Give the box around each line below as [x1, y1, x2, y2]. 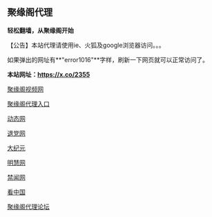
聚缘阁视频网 [7, 85, 44, 93]
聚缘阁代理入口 [7, 100, 50, 108]
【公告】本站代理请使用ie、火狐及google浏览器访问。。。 [7, 41, 166, 49]
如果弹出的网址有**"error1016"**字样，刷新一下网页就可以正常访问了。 [7, 55, 209, 64]
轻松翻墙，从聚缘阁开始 [7, 26, 74, 35]
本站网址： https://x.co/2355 [7, 70, 90, 78]
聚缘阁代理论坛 [7, 202, 50, 211]
